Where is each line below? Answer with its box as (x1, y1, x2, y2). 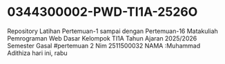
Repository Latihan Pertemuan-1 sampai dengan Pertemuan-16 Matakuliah (7, 27, 219, 35)
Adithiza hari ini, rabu (7, 49, 68, 57)
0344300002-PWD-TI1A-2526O (7, 4, 198, 20)
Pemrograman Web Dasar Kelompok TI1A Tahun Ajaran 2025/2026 (7, 34, 197, 42)
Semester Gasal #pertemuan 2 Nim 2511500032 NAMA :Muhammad (7, 41, 201, 50)
